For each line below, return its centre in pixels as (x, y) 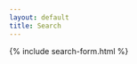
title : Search (36, 26)
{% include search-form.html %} (69, 51)
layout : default (39, 17)
